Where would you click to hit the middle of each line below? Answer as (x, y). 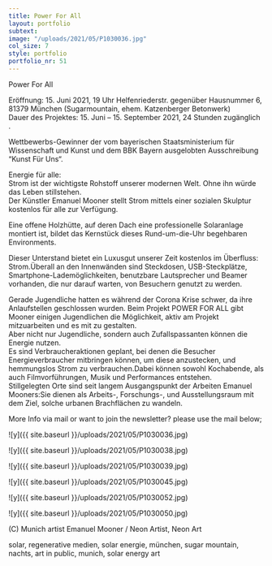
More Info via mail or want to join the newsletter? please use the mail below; (135, 418)
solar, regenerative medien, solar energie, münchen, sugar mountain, (124, 544)
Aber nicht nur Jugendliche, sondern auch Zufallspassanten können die (128, 334)
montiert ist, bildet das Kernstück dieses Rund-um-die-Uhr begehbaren (128, 233)
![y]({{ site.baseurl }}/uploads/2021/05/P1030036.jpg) (98, 434)
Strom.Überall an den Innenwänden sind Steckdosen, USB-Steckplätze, (128, 266)
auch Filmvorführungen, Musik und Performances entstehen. (110, 377)
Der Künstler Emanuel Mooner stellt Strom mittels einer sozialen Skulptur (130, 201)
